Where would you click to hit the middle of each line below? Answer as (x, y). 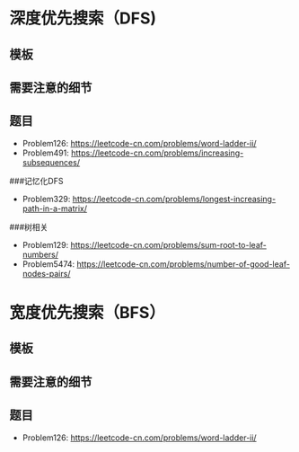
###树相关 (29, 226)
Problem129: (45, 244)
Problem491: (46, 153)
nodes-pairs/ (46, 273)
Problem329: (46, 199)
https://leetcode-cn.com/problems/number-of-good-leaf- (183, 264)
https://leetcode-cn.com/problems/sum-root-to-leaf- (168, 244)
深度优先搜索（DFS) (83, 18)
